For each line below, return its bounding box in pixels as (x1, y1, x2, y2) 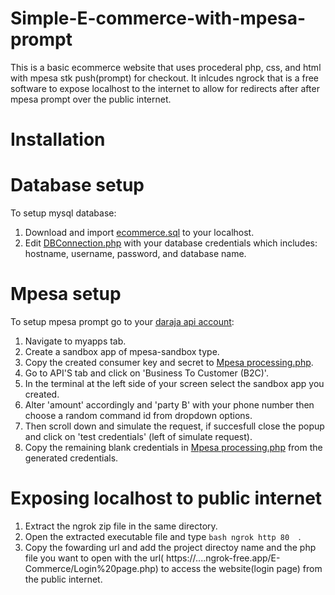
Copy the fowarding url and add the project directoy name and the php (24, 541, 317, 553)
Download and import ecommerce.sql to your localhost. (24, 227, 255, 239)
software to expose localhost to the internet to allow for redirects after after (10, 82, 320, 94)
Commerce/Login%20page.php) (24, 562, 159, 574)
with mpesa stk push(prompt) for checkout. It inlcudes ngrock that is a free (10, 72, 319, 84)
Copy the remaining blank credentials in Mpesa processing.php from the (24, 442, 323, 453)
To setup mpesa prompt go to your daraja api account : (10, 316, 235, 327)
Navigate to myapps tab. (24, 335, 127, 347)
